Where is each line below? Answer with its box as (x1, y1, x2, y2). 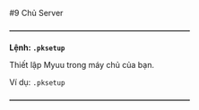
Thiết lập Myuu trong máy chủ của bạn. (9, 60, 155, 70)
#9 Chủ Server (9, 8, 64, 18)
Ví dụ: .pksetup (9, 77, 65, 88)
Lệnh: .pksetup (9, 42, 65, 53)
